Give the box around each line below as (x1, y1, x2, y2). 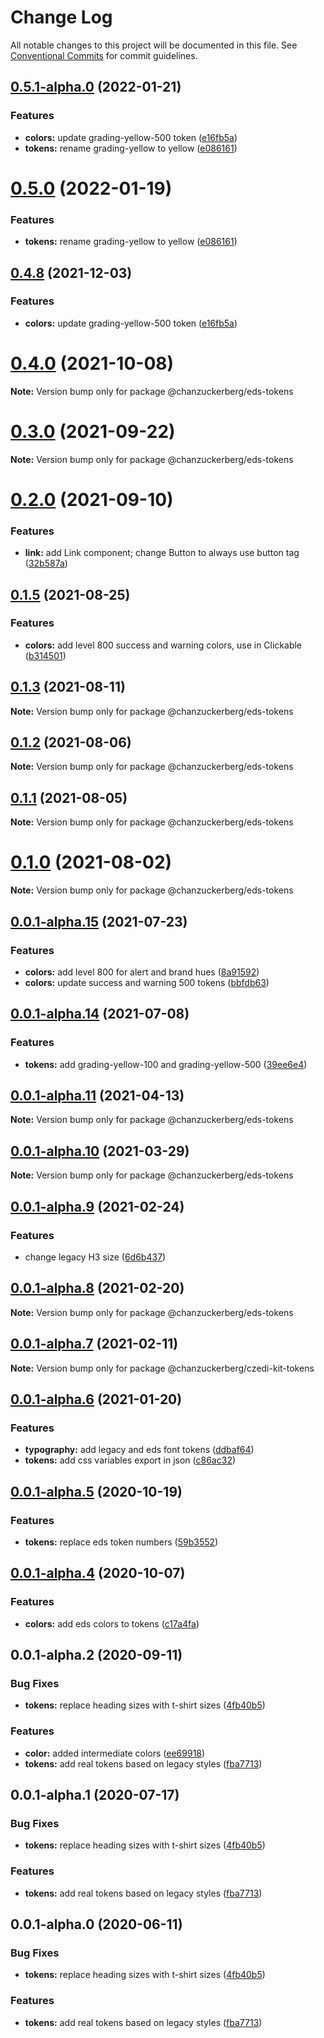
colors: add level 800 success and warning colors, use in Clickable (24, 639, 303, 651)
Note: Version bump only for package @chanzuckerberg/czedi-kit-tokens (10, 1362, 315, 1374)
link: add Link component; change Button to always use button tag (24, 547, 300, 559)
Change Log (10, 6, 113, 29)
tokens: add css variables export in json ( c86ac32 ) (24, 1454, 237, 1466)
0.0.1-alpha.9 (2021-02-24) (10, 1198, 185, 1215)
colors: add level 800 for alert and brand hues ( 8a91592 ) (24, 966, 260, 978)
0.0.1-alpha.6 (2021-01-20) (10, 1391, 183, 1408)
